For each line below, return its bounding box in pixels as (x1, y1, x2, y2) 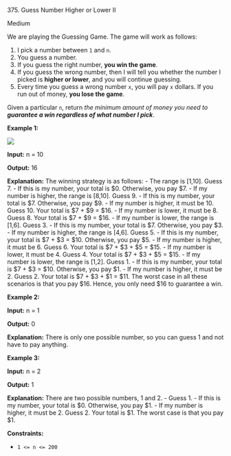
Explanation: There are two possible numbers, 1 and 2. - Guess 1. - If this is (7, 394, 221, 402)
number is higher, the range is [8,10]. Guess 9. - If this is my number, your (7, 192, 215, 199)
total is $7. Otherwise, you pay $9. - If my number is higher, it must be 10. (7, 199, 214, 207)
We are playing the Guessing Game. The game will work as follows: (7, 32, 198, 41)
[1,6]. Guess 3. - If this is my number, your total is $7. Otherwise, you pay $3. (7, 221, 223, 229)
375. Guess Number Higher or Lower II (7, 6, 116, 14)
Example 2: (7, 293, 40, 301)
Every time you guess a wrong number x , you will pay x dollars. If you (16, 83, 214, 90)
